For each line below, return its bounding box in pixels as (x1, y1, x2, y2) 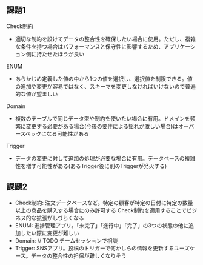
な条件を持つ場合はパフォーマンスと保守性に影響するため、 (15, 42, 164, 50)
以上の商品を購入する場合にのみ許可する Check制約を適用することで (15, 206, 187, 213)
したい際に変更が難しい (20, 229, 79, 236)
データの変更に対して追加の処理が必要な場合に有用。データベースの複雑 (15, 155, 196, 162)
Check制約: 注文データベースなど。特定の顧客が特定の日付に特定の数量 (15, 199, 193, 206)
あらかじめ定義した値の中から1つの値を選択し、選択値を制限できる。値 (15, 75, 193, 82)
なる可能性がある (46, 130, 90, 137)
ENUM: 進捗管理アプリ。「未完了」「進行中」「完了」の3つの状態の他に (15, 221, 189, 229)
